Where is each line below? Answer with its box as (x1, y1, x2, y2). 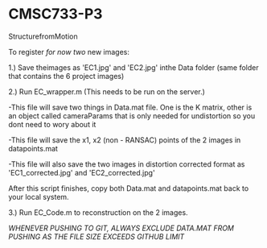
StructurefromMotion (8, 31, 78, 41)
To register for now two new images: (8, 47, 130, 56)
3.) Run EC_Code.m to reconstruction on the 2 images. (8, 207, 188, 217)
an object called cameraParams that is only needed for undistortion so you (8, 110, 256, 121)
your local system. (8, 192, 70, 201)
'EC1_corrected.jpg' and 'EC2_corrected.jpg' (8, 167, 155, 177)
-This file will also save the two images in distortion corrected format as (8, 159, 245, 169)
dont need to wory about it (8, 119, 97, 129)
